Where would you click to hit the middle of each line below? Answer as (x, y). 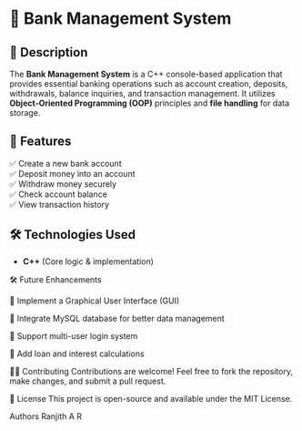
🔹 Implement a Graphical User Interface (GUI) (95, 301)
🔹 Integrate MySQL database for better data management (117, 318)
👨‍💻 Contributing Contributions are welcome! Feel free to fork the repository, (151, 371)
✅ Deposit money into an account (72, 173)
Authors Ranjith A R (46, 416)
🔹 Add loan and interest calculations (77, 354)
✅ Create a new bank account (65, 163)
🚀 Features (40, 142)
